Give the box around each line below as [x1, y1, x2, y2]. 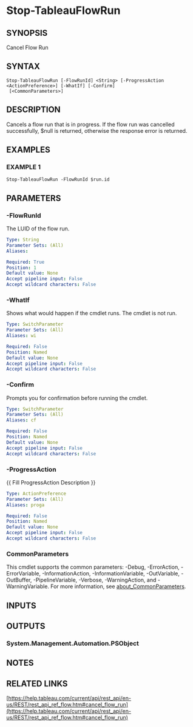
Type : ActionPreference [6, 491, 67, 497]
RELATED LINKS [6, 678, 68, 689]
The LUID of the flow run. [6, 225, 70, 232]
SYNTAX [6, 61, 41, 72]
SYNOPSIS [6, 28, 48, 38]
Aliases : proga [6, 501, 45, 508]
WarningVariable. [6, 583, 50, 590]
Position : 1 [6, 264, 36, 270]
